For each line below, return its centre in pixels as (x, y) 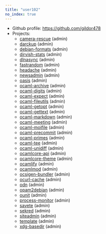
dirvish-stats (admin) (41, 54)
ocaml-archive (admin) (42, 85)
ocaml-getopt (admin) (42, 106)
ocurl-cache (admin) (40, 179)
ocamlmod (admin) (39, 169)
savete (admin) (35, 205)
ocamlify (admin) (37, 164)
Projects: (21, 33)
